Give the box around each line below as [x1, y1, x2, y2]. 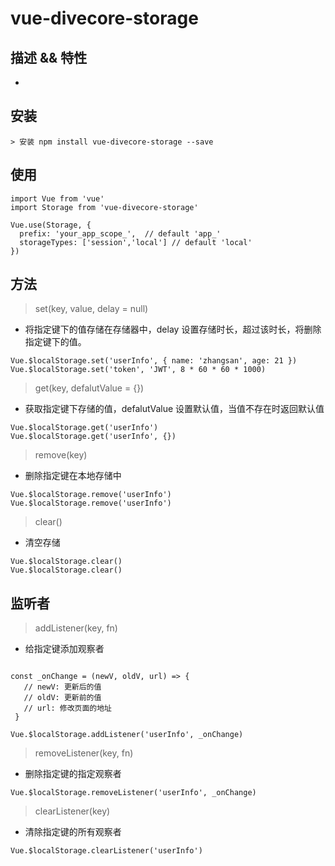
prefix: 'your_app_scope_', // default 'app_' [19, 228, 222, 239]
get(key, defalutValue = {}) [34, 382, 145, 394]
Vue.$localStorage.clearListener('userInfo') [10, 846, 203, 856]
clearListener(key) [34, 805, 111, 817]
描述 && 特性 [10, 49, 88, 66]
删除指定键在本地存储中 [24, 470, 122, 482]
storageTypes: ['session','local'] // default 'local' [19, 237, 253, 247]
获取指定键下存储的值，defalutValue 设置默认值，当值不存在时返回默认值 [24, 403, 325, 415]
